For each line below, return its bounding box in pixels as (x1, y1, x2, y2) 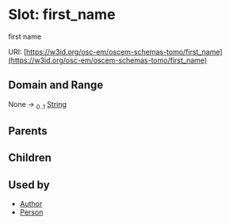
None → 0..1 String (8, 99, 67, 111)
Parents (8, 124, 48, 138)
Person (19, 207, 44, 217)
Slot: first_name (8, 6, 116, 24)
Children (8, 151, 52, 165)
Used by (8, 178, 50, 192)
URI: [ (8, 47, 27, 56)
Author (19, 199, 43, 209)
